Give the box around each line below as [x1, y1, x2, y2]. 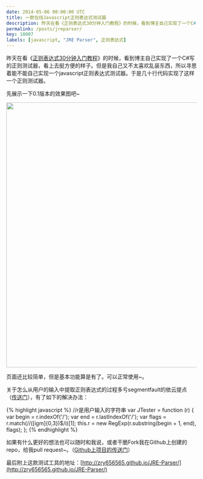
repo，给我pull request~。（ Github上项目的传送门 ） [6, 446, 134, 453]
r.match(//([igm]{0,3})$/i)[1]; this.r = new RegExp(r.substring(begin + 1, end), [6, 420, 196, 427]
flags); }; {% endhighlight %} [6, 426, 78, 433]
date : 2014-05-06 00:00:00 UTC [6, 8, 85, 15]
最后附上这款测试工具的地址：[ [6, 459, 83, 466]
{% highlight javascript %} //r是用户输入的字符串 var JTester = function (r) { [6, 406, 195, 414]
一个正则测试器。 [6, 77, 49, 84]
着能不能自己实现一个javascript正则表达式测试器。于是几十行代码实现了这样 [6, 70, 195, 76]
